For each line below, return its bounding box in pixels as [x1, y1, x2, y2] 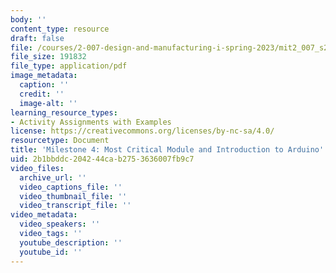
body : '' [10, 14, 47, 25]
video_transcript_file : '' [19, 201, 132, 211]
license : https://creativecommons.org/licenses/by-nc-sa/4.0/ [10, 126, 275, 136]
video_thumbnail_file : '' [19, 191, 128, 201]
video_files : [10, 163, 65, 173]
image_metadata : [10, 71, 78, 81]
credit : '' [19, 89, 65, 99]
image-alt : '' [19, 98, 78, 108]
